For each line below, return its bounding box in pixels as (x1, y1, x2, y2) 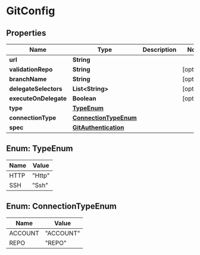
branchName (9, 75, 47, 83)
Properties (6, 28, 46, 38)
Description (142, 46, 177, 54)
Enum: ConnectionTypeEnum (6, 201, 117, 212)
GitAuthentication (72, 123, 124, 132)
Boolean (72, 94, 96, 102)
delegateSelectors (9, 85, 62, 93)
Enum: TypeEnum (6, 144, 73, 154)
